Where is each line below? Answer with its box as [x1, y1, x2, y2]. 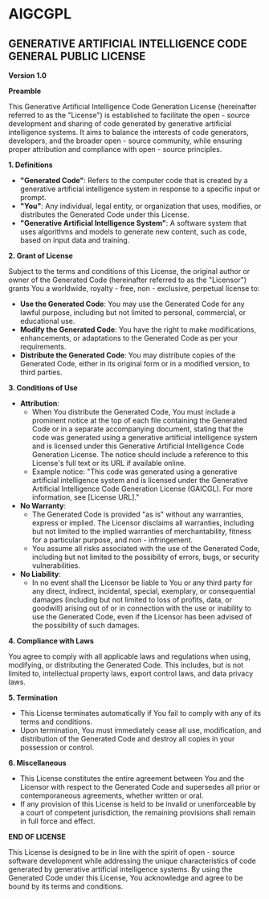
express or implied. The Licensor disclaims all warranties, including [31, 518, 255, 527]
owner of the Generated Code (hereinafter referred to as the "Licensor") [8, 275, 247, 284]
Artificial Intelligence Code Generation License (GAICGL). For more [31, 484, 253, 493]
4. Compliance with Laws [8, 636, 95, 645]
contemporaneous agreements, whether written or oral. [19, 791, 204, 800]
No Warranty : [19, 501, 67, 510]
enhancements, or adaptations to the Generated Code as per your [19, 333, 238, 342]
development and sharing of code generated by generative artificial [8, 119, 232, 129]
